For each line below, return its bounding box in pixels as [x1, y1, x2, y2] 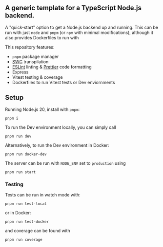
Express [12, 69, 29, 75]
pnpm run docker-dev [5, 152, 47, 157]
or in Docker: [5, 210, 31, 215]
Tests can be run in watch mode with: [5, 192, 81, 197]
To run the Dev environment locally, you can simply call [5, 124, 116, 130]
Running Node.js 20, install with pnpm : [5, 106, 80, 112]
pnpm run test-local [5, 201, 47, 206]
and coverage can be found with [5, 228, 71, 233]
